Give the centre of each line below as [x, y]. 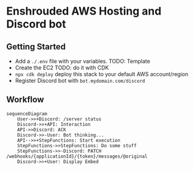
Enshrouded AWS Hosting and [84, 11]
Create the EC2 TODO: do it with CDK [62, 68]
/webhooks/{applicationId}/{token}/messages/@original [77, 156]
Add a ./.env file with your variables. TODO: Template [82, 61]
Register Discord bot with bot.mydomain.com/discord [80, 81]
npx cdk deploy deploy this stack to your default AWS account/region [102, 74]
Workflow [25, 99]
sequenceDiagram [27, 114]
